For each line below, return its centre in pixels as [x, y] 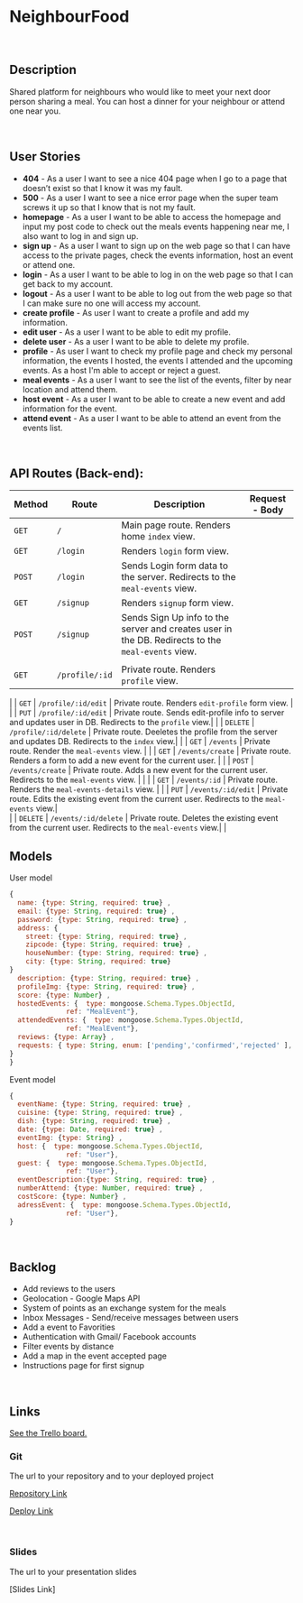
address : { [38, 928]
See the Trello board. [48, 1433]
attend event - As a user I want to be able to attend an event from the [151, 418]
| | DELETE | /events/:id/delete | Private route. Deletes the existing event [144, 818]
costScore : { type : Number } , [72, 1197]
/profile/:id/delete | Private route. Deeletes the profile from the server [143, 732]
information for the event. [69, 409]
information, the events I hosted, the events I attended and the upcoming [157, 360]
